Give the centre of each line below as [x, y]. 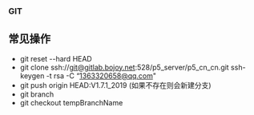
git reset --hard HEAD [56, 58]
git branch [37, 94]
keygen [32, 75]
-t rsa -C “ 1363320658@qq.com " [101, 75]
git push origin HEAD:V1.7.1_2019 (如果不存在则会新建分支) [115, 85]
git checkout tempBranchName [71, 102]
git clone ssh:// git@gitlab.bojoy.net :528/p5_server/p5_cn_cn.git [125, 67]
